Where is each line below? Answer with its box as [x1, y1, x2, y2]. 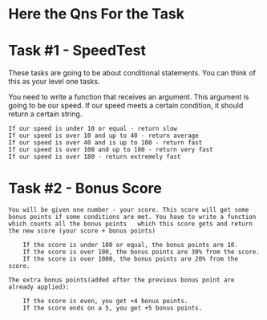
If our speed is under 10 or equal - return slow [8, 125, 178, 133]
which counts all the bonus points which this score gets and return [8, 220, 253, 229]
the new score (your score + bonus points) [8, 227, 156, 235]
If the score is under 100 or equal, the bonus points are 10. [22, 241, 239, 249]
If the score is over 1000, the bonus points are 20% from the [22, 255, 239, 263]
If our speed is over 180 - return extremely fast [8, 153, 181, 161]
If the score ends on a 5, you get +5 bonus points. [22, 304, 203, 313]
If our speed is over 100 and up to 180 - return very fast [8, 146, 214, 154]
